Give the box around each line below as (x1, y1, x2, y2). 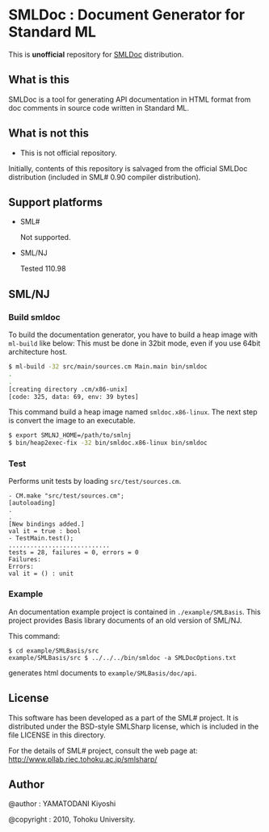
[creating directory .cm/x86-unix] (8, 385, 128, 393)
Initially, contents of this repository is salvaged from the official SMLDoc (8, 163, 248, 173)
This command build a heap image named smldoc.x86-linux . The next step (8, 407, 258, 417)
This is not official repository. (19, 148, 117, 158)
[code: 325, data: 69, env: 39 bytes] (8, 393, 139, 401)
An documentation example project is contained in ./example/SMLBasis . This (8, 607, 261, 616)
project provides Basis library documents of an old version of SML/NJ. (8, 616, 242, 625)
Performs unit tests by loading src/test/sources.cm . (8, 477, 182, 486)
